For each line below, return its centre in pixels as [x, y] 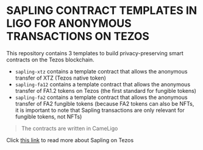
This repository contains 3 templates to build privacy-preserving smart [95, 53]
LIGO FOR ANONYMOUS [69, 23]
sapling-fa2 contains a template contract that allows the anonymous [101, 97]
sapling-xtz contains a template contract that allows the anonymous [101, 71]
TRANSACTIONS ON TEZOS [78, 36]
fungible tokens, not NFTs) [48, 117]
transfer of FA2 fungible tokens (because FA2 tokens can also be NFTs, [105, 103]
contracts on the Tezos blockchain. [50, 60]
